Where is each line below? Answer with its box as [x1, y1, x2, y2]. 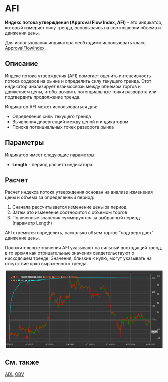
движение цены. [5, 235, 40, 241]
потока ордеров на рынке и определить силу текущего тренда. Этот [5, 78, 151, 84]
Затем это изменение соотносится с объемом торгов [12, 209, 127, 215]
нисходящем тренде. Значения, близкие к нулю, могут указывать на [5, 255, 152, 261]
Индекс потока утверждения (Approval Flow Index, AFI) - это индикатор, [5, 19, 163, 25]
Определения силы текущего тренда [12, 113, 91, 119]
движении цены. [5, 30, 40, 36]
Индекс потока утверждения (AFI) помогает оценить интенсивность [5, 73, 151, 79]
